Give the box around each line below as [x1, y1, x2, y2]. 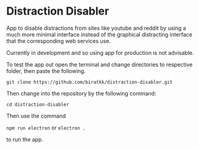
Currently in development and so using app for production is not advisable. [6, 49, 194, 56]
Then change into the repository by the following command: [6, 89, 156, 97]
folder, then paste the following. [6, 67, 86, 74]
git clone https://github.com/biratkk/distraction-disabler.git [6, 79, 173, 85]
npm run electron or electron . [6, 123, 86, 131]
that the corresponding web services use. [6, 37, 111, 44]
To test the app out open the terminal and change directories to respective [6, 61, 193, 68]
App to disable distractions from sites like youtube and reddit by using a [6, 24, 187, 32]
